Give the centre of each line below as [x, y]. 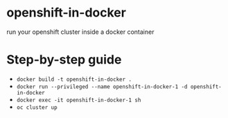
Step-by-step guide [64, 60]
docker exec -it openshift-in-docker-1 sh [79, 100]
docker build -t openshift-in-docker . [74, 79]
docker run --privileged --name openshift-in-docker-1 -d [102, 87]
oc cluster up [37, 107]
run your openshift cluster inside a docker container [80, 32]
